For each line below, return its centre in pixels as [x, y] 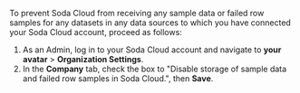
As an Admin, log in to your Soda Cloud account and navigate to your [152, 50]
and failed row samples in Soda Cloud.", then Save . [118, 79]
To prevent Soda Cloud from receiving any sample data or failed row [137, 13]
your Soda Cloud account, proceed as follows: [96, 32]
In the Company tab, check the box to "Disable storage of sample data [155, 69]
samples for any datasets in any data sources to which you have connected [150, 23]
